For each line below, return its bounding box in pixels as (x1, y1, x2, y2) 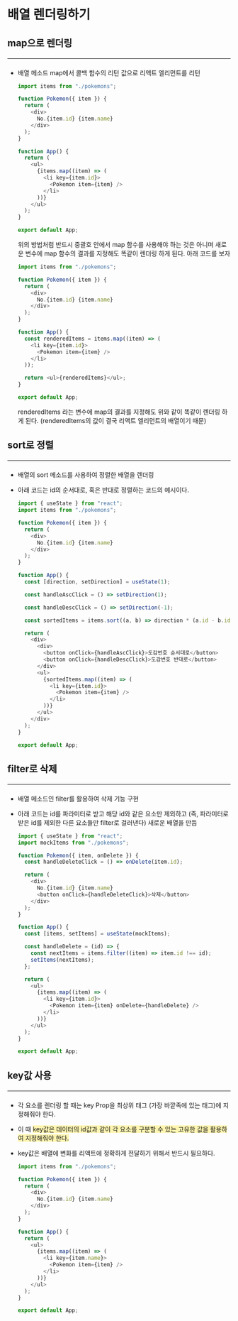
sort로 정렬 (7, 439, 55, 451)
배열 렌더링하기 (7, 6, 91, 23)
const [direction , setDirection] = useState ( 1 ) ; (24, 579, 171, 586)
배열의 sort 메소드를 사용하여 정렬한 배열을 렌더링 (17, 471, 154, 479)
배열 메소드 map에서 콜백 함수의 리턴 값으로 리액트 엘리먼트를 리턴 (17, 68, 200, 77)
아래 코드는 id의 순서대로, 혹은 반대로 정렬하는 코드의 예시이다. (17, 486, 190, 494)
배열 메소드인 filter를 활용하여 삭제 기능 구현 (17, 794, 140, 803)
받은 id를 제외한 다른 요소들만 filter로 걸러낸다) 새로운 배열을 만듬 (17, 818, 198, 827)
